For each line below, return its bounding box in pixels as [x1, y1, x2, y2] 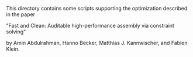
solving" [6, 28, 26, 35]
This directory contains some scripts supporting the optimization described [6, 5, 188, 12]
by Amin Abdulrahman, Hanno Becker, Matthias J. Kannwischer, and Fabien [6, 40, 188, 46]
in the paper [6, 11, 36, 18]
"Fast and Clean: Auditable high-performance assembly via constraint [6, 22, 174, 29]
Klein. [6, 45, 20, 52]
